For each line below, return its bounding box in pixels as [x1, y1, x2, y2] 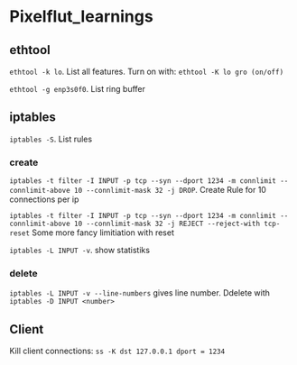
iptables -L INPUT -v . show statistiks [9, 245, 151, 256]
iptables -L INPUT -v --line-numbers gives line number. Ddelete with [9, 287, 271, 298]
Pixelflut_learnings [9, 6, 153, 27]
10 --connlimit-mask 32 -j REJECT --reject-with [73, 219, 260, 229]
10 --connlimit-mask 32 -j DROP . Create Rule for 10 [73, 185, 266, 196]
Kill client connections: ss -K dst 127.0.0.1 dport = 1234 [9, 345, 226, 357]
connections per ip [9, 194, 79, 205]
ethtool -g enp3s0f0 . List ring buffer [9, 84, 146, 94]
